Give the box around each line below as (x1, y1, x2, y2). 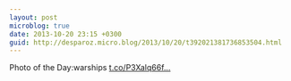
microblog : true (9, 21, 70, 30)
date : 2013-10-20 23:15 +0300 (9, 29, 123, 38)
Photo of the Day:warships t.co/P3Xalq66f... (9, 62, 171, 73)
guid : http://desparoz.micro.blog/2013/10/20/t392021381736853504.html (9, 37, 282, 47)
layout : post (9, 12, 58, 22)
